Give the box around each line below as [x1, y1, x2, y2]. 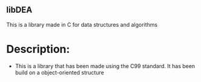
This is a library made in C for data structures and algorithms [6, 21, 158, 28]
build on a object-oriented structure [15, 69, 104, 76]
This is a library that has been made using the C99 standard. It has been [15, 62, 196, 69]
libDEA [6, 5, 33, 15]
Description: [6, 43, 70, 56]
